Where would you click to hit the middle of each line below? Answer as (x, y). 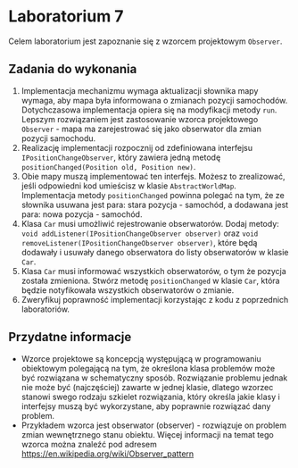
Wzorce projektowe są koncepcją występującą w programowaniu (141, 358)
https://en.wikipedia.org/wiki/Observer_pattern (108, 454)
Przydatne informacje (70, 337)
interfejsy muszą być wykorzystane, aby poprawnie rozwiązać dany (146, 406)
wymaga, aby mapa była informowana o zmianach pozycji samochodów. (154, 100)
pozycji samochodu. (58, 138)
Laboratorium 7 (66, 17)
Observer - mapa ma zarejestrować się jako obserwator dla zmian (141, 129)
